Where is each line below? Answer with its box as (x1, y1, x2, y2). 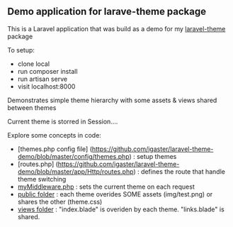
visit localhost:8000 (17, 82, 76, 91)
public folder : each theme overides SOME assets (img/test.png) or (17, 189, 213, 198)
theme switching (17, 175, 67, 183)
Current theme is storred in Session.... (7, 117, 118, 126)
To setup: (7, 45, 35, 54)
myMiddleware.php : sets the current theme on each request (17, 182, 195, 191)
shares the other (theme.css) (17, 197, 103, 206)
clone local (17, 60, 50, 68)
